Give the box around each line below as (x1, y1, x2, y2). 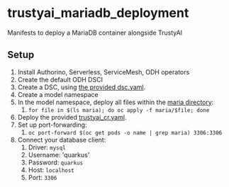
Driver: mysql (28, 143, 66, 152)
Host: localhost (28, 165, 74, 174)
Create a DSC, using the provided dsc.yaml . (17, 83, 146, 91)
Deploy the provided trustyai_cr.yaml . (17, 113, 127, 121)
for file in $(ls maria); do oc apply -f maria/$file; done (28, 106, 210, 114)
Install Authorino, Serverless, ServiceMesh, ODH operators (17, 67, 190, 76)
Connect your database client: (17, 135, 106, 144)
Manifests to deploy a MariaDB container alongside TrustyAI (7, 28, 183, 37)
